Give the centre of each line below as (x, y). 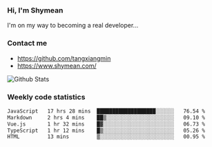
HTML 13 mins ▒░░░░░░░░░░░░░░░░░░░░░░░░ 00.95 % (106, 137)
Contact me (27, 43)
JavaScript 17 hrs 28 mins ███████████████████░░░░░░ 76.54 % (106, 111)
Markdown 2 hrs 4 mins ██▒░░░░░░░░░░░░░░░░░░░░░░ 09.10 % (106, 117)
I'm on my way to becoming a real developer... (73, 26)
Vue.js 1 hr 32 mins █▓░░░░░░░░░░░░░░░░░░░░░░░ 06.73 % (106, 124)
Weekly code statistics (46, 97)
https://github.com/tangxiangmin (64, 58)
